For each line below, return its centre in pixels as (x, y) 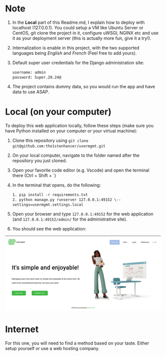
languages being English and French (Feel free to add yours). (74, 53)
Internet (22, 329)
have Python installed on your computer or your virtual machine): (71, 131)
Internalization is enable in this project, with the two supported (76, 48)
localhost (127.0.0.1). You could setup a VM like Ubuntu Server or (78, 27)
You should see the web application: (49, 229)
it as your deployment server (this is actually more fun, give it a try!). (82, 38)
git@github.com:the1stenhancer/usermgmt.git (59, 146)
